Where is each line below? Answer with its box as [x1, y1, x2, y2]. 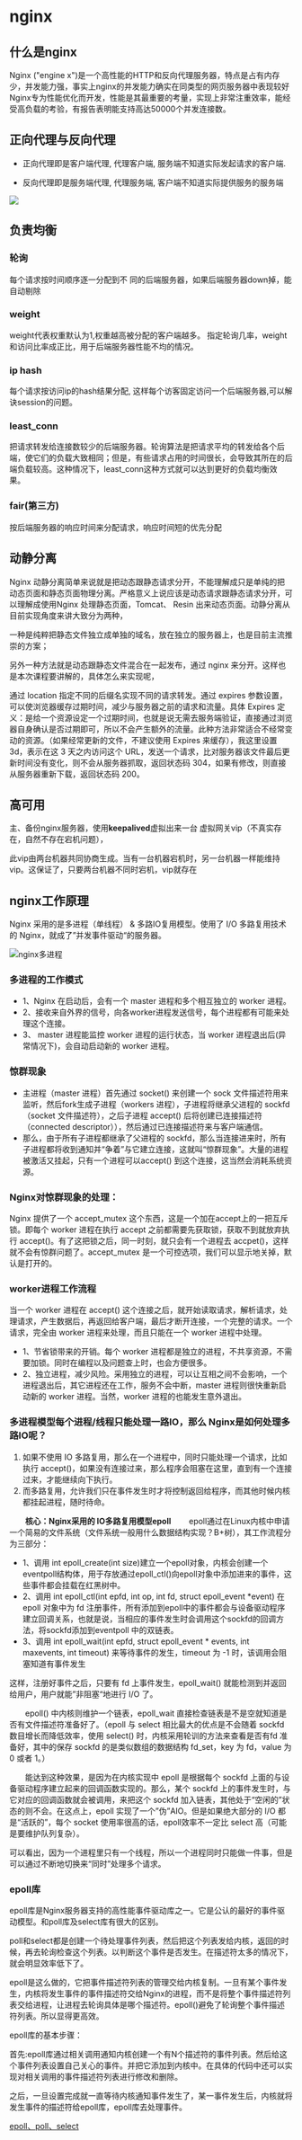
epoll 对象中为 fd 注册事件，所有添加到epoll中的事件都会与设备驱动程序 [22, 1602, 286, 1612]
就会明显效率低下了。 [9, 1958, 88, 1968]
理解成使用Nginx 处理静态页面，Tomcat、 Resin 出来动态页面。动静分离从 [16, 599, 290, 609]
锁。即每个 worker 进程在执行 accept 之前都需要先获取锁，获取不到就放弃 [9, 1224, 282, 1235]
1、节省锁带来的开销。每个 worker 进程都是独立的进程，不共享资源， [22, 1346, 277, 1357]
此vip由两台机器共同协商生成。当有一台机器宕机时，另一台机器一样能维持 [9, 853, 280, 864]
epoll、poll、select [9, 2120, 79, 2131]
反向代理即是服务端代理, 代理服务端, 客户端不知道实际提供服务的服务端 [22, 177, 284, 188]
